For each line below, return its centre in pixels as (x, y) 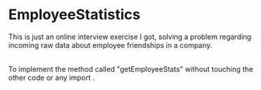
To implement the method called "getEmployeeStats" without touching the (131, 68)
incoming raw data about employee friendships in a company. (110, 45)
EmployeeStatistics (74, 15)
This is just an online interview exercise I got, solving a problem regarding (130, 37)
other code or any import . (51, 77)
